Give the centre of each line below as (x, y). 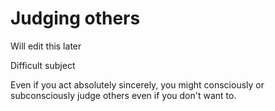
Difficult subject (43, 65)
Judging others (75, 18)
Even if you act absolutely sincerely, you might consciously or (137, 84)
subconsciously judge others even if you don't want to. (123, 95)
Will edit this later (46, 46)
